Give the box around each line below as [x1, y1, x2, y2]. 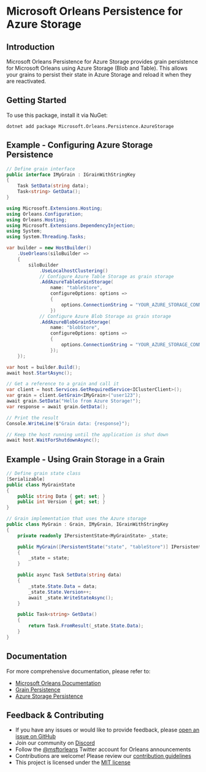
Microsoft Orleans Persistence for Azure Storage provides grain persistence [6, 58, 198, 65]
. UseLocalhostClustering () [39, 268, 109, 274]
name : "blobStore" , [50, 325, 100, 331]
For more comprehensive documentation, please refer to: [6, 667, 151, 675]
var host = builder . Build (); [6, 364, 81, 370]
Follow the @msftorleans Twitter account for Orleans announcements [15, 746, 191, 753]
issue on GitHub [15, 733, 56, 740]
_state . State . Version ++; [28, 589, 92, 595]
